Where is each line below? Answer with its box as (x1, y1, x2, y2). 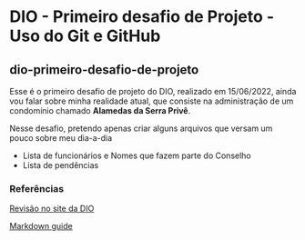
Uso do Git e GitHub (9, 25, 161, 46)
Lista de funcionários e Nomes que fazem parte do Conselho (22, 150, 252, 161)
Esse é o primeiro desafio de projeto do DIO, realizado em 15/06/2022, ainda (9, 86, 297, 96)
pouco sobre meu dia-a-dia (9, 133, 113, 143)
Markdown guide (9, 221, 73, 232)
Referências (9, 182, 65, 195)
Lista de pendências (22, 160, 99, 170)
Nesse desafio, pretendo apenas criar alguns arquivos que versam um (9, 123, 273, 134)
